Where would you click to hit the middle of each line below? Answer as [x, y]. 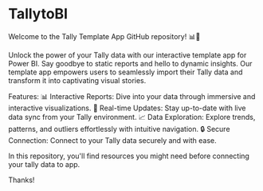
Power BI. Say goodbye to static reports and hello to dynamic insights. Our [130, 63]
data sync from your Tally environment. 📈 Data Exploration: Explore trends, [132, 117]
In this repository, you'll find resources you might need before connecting [129, 156]
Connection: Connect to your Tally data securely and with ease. [112, 140]
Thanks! [22, 180]
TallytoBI [38, 14]
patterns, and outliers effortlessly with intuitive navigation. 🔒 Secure [119, 129]
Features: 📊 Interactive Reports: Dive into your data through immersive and [132, 96]
